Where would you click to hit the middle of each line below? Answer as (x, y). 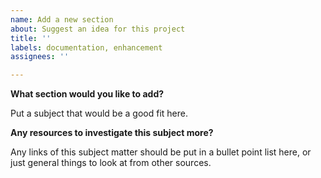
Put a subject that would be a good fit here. (99, 113)
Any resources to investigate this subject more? (112, 133)
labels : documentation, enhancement (86, 47)
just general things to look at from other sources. (111, 163)
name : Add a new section (62, 19)
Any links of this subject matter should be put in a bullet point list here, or (161, 152)
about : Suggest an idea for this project (98, 29)
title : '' (31, 38)
